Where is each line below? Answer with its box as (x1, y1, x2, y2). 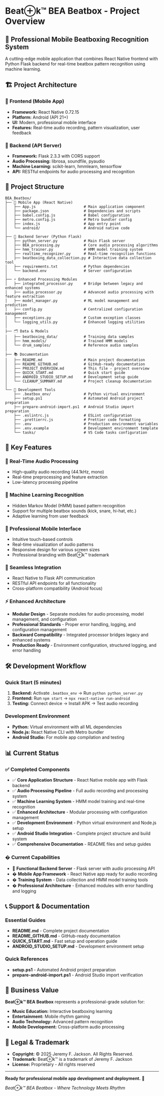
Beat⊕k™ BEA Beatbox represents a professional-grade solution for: (5, 999, 145, 1005)
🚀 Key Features (5, 443, 52, 452)
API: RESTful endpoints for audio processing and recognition (12, 168, 135, 174)
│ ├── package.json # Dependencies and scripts (5, 208, 141, 213)
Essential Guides (5, 916, 46, 923)
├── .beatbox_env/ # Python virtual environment (14, 392, 145, 396)
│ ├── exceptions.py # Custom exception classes (5, 315, 141, 320)
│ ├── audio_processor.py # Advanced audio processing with (5, 290, 154, 294)
